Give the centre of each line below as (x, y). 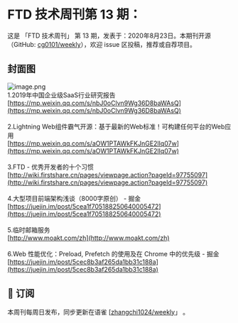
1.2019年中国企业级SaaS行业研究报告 (61, 95)
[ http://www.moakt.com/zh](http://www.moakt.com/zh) (88, 238)
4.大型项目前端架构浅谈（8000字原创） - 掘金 (74, 198)
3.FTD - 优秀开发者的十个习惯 (51, 167)
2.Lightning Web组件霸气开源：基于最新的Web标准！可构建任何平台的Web (116, 126)
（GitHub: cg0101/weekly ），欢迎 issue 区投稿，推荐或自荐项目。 (102, 44)
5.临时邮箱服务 (29, 230)
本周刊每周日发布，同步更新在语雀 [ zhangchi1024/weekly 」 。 (98, 312)
